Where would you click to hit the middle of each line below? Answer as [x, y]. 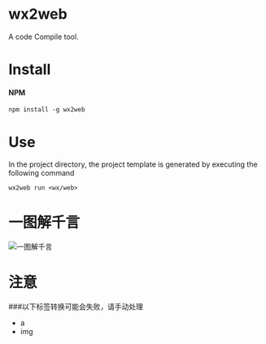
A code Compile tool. [44, 37]
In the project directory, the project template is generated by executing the [133, 164]
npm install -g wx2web [47, 110]
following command [41, 173]
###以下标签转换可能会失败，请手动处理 [76, 307]
